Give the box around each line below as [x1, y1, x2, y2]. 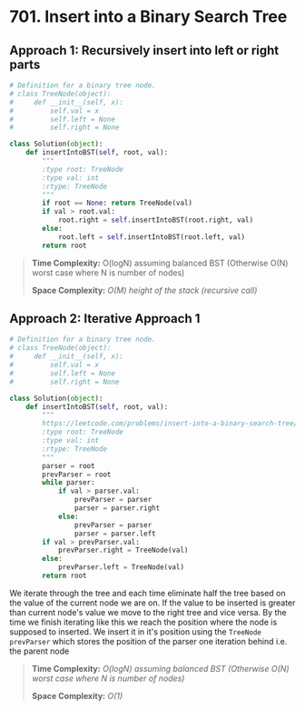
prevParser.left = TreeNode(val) [57, 563, 184, 572]
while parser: [42, 478, 95, 487]
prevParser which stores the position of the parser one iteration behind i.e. [9, 635, 288, 646]
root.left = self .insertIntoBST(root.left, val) [57, 232, 246, 242]
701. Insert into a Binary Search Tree [9, 6, 288, 27]
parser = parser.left [74, 529, 156, 538]
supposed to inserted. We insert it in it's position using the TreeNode [9, 625, 261, 637]
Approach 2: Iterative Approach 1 [9, 311, 201, 326]
